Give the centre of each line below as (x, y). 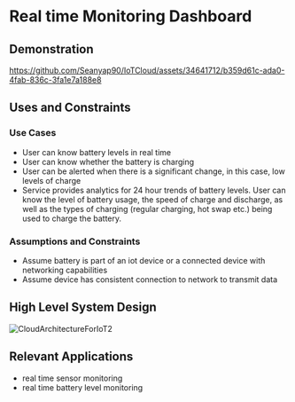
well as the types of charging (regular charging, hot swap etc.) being (147, 209)
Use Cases (33, 133)
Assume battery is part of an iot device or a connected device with (144, 260)
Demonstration (52, 49)
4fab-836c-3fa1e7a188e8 (55, 80)
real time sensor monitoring (72, 378)
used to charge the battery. (72, 218)
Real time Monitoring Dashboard (131, 16)
